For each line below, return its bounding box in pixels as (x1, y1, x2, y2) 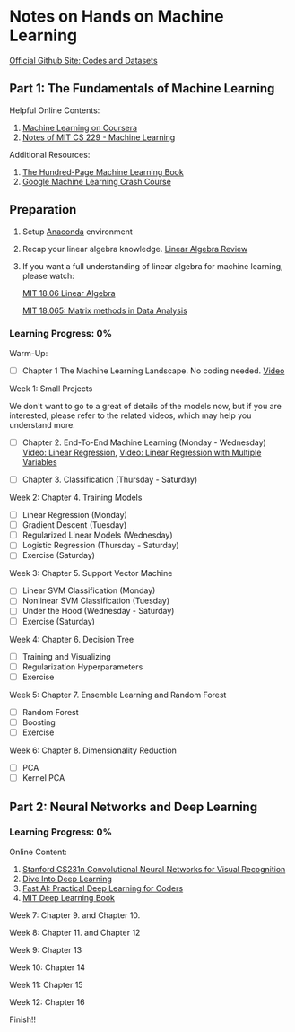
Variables (22, 456, 57, 468)
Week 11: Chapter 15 (9, 979, 83, 990)
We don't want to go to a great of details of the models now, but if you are (9, 400, 282, 411)
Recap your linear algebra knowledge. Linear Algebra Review (22, 243, 248, 254)
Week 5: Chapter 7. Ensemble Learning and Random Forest (9, 689, 227, 700)
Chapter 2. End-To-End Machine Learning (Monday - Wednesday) (22, 437, 266, 448)
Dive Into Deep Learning (22, 873, 112, 884)
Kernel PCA (22, 773, 65, 783)
